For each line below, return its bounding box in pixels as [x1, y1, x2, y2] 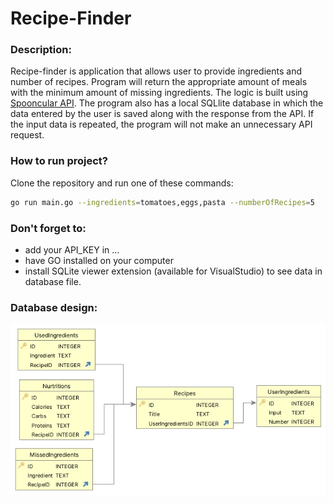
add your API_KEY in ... [24, 243, 120, 256]
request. [10, 129, 45, 141]
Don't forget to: [10, 221, 87, 235]
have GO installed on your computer [24, 254, 174, 266]
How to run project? [10, 154, 109, 168]
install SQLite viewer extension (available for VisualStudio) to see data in [24, 265, 323, 277]
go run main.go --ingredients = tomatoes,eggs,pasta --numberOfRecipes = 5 [10, 197, 315, 207]
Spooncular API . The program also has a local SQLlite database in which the [10, 97, 324, 109]
